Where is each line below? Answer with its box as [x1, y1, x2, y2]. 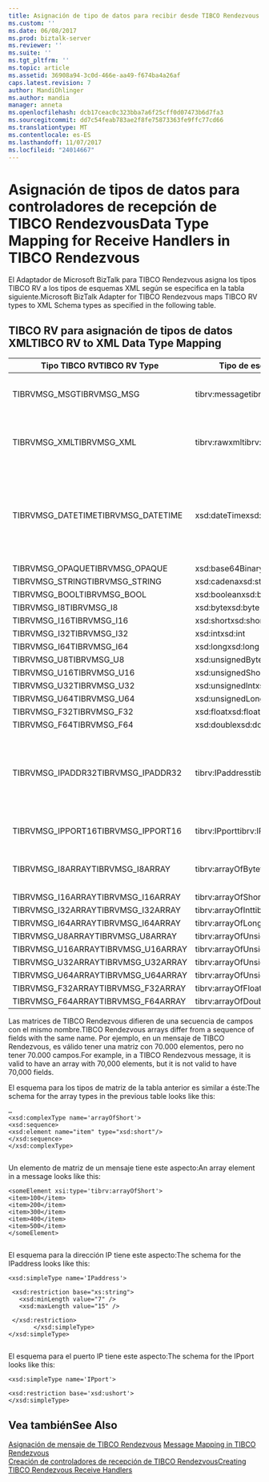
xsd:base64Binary [195, 563, 264, 574]
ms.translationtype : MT [8, 123, 88, 131]
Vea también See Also [8, 1418, 118, 1432]
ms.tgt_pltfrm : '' [8, 57, 70, 65]
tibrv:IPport [195, 826, 238, 837]
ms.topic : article [8, 64, 70, 72]
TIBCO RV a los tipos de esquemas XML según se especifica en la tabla [8, 284, 245, 293]
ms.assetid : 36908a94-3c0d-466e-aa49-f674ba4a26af [8, 71, 181, 79]
